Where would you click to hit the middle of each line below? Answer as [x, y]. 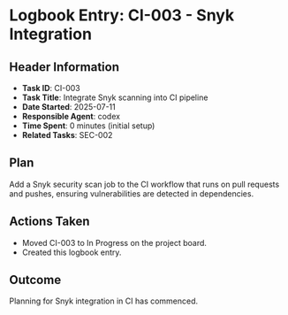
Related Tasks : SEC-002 [67, 135]
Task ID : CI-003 [51, 88]
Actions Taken [49, 222]
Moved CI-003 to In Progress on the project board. [114, 242]
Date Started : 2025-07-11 [69, 107]
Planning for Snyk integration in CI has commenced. [104, 301]
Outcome [35, 280]
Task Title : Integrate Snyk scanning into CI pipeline [115, 97]
